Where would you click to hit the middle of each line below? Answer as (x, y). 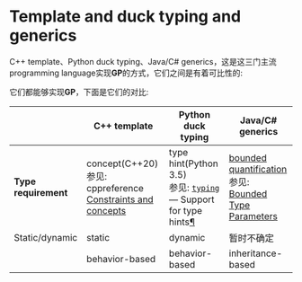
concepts (107, 210)
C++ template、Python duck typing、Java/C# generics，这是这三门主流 (143, 61)
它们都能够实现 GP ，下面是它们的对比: (79, 92)
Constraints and (120, 199)
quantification (258, 169)
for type (186, 210)
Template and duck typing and (125, 17)
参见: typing (195, 188)
